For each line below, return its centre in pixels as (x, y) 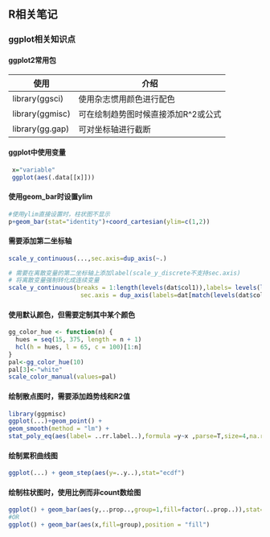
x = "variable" (34, 170)
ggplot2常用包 (32, 60)
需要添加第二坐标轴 (40, 241)
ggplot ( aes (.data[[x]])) (53, 177)
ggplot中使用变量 (37, 152)
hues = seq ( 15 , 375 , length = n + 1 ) (79, 340)
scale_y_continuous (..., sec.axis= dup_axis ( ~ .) (88, 258)
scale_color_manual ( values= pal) (62, 377)
